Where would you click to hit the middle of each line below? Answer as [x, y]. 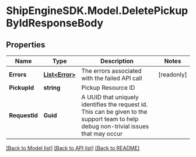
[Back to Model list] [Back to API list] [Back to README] [73, 148]
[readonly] [173, 74]
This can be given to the [114, 112]
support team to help [110, 119]
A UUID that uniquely [110, 97]
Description [117, 61]
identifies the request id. [114, 104]
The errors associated [111, 71]
